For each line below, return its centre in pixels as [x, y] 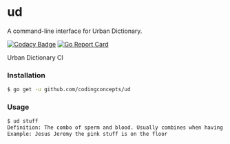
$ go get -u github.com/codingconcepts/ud [69, 90]
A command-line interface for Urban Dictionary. [75, 31]
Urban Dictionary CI [35, 57]
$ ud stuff [23, 121]
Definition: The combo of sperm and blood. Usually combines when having [115, 128]
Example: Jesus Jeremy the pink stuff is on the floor [87, 134]
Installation [27, 75]
